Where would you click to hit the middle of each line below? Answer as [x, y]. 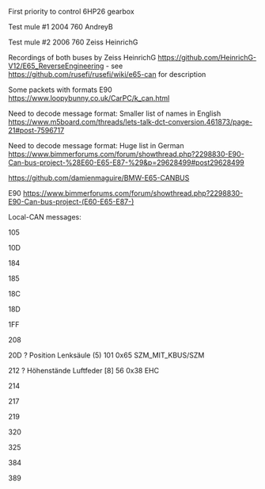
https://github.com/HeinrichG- [207, 57]
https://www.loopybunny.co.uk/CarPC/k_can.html [89, 98]
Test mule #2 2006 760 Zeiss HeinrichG [73, 42]
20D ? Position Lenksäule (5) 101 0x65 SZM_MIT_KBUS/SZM [106, 355]
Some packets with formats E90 [60, 90]
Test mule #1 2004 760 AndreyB [61, 27]
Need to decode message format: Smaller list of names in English [115, 113]
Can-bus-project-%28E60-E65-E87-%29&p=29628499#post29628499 [127, 162]
